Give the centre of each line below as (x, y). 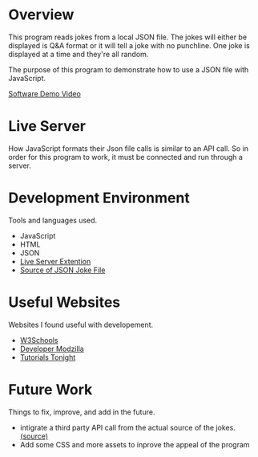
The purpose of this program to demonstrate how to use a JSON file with (129, 69)
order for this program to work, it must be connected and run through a (125, 157)
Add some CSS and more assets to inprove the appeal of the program (135, 444)
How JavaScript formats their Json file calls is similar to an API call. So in (128, 148)
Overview (41, 15)
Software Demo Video (45, 93)
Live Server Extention (55, 261)
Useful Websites (64, 302)
